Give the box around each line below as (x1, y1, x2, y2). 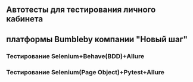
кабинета (6, 14, 43, 24)
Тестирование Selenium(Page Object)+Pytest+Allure (6, 68, 165, 76)
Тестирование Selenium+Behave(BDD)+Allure (6, 52, 145, 60)
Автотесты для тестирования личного (6, 5, 156, 15)
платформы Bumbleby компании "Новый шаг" (6, 34, 188, 44)
